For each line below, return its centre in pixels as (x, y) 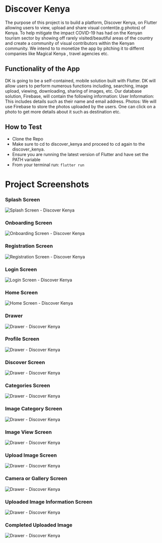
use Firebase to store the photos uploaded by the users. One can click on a (80, 106)
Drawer (14, 316)
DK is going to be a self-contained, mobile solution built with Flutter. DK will (80, 80)
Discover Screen (25, 362)
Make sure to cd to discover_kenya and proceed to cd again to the (78, 144)
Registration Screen (29, 246)
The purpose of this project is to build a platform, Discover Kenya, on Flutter (81, 22)
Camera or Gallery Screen (36, 479)
